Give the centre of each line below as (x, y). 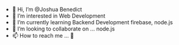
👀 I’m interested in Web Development (59, 16)
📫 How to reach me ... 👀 (43, 36)
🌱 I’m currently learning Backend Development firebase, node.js (92, 22)
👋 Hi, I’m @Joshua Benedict (47, 9)
